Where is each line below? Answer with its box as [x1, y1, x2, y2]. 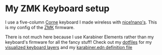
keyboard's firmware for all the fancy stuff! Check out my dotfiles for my [5, 39, 152, 45]
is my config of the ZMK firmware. [5, 24, 75, 30]
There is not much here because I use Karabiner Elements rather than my [5, 34, 154, 40]
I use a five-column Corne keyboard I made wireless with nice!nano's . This [5, 19, 157, 25]
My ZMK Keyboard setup [5, 3, 110, 14]
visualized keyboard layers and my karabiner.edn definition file [5, 44, 132, 50]
